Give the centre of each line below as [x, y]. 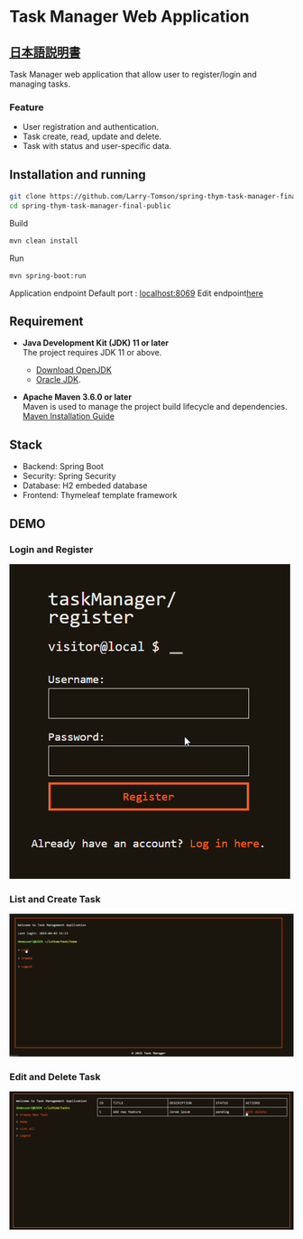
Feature [27, 107]
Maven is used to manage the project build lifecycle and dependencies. [155, 407]
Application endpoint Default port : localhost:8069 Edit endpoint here [137, 293]
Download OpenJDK [74, 370]
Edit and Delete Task [55, 1077]
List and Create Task [55, 899]
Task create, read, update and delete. [92, 136]
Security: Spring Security [69, 476]
